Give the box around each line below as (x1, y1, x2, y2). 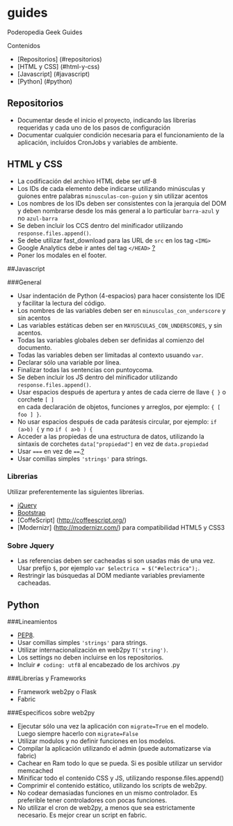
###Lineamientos (7, 617, 58, 625)
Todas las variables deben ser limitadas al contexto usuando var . (17, 351, 204, 359)
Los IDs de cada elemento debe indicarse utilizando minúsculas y (17, 184, 205, 192)
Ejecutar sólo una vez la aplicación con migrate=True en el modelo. (17, 721, 209, 730)
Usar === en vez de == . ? (17, 447, 85, 455)
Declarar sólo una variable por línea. (17, 358, 122, 367)
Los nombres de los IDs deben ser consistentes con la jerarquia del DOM (17, 199, 227, 207)
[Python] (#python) (17, 77, 73, 85)
